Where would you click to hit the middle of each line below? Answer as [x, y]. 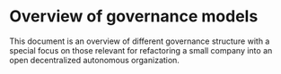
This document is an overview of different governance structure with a [140, 41]
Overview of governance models [134, 16]
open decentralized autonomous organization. [94, 60]
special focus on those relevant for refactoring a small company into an [141, 50]
